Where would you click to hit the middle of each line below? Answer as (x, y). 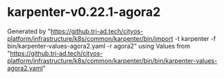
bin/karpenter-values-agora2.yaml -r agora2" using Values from (99, 46)
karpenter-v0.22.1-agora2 (84, 12)
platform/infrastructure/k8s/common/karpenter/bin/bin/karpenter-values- (112, 60)
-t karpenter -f (195, 38)
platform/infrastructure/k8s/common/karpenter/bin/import (90, 38)
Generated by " (29, 31)
